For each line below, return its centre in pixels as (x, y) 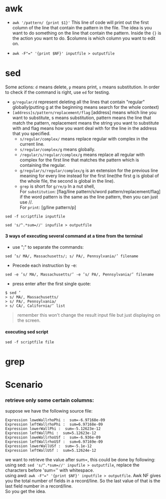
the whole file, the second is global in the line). (67, 181)
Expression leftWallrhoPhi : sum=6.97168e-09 (54, 424)
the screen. (29, 320)
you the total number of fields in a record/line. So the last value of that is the (83, 481)
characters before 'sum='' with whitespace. (50, 470)
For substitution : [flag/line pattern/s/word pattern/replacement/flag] (90, 191)
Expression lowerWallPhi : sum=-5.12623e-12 (53, 428)
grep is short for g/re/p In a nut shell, (57, 186)
